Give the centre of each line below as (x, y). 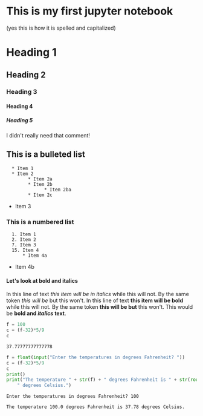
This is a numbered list (40, 222)
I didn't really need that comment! (48, 135)
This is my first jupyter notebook (90, 11)
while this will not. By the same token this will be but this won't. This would (100, 307)
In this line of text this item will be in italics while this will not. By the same (98, 294)
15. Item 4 (25, 250)
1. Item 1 (24, 234)
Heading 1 (32, 52)
